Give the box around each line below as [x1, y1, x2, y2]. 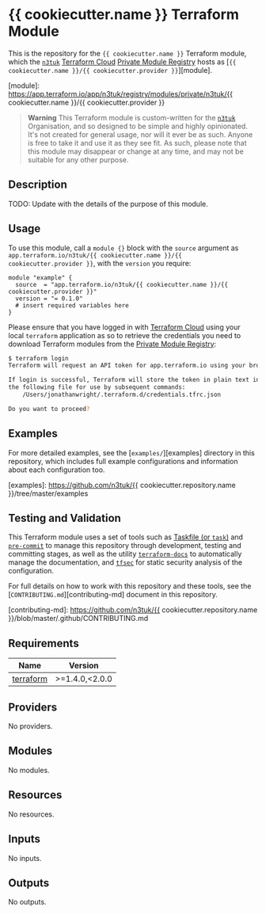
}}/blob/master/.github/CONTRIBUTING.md [8, 614, 149, 623]
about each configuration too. [8, 465, 105, 474]
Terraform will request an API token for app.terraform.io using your [8, 362, 246, 370]
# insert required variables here [15, 301, 129, 310]
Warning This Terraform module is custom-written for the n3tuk [27, 112, 236, 122]
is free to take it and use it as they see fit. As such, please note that [27, 138, 247, 147]
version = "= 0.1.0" [15, 295, 83, 303]
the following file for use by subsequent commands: [8, 383, 186, 391]
